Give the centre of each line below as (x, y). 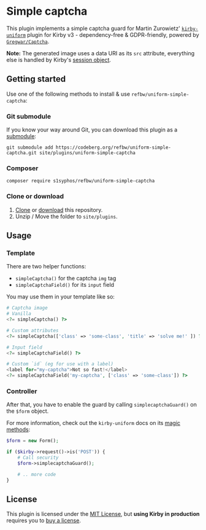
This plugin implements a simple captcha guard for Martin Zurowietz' (93, 28)
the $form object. (28, 411)
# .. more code (37, 474)
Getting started (36, 79)
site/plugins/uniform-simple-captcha (87, 153)
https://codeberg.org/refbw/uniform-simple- (113, 148)
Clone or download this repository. (59, 209)
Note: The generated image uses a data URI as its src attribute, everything (101, 53)
